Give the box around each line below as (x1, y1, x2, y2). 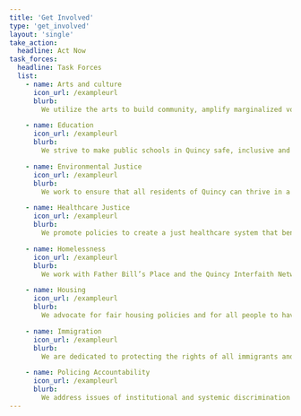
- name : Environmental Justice (25, 162, 142, 171)
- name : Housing (25, 286, 87, 295)
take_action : (9, 38, 58, 48)
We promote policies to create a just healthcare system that (41, 229, 279, 238)
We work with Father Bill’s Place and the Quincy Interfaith (41, 270, 275, 279)
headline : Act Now (17, 47, 87, 56)
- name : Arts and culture (25, 80, 123, 89)
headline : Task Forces (17, 64, 102, 73)
